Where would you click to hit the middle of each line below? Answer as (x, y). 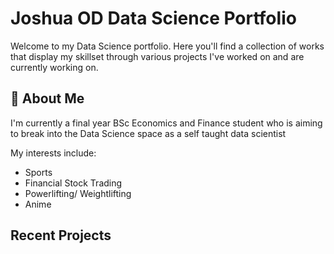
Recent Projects (61, 235)
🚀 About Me (47, 98)
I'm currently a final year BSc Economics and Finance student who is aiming (166, 123)
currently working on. (54, 67)
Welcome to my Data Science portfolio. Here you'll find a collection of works (167, 46)
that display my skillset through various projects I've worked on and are (157, 56)
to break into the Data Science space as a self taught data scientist (148, 133)
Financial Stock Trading (73, 183)
